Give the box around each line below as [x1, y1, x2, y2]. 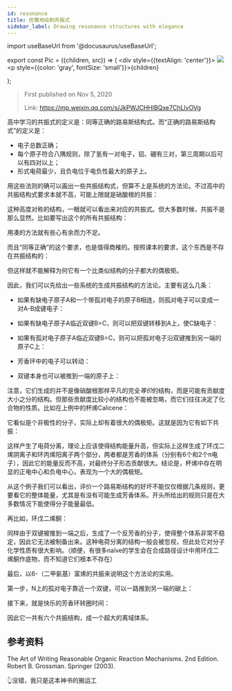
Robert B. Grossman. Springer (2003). [7, 662, 115, 670]
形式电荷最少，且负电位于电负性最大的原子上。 [17, 167, 151, 176]
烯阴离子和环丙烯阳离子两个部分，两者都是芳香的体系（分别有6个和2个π [7, 451, 212, 459]
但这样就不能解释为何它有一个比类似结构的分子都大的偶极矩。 [7, 267, 183, 275]
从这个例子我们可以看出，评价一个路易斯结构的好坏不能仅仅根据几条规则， [7, 482, 219, 491]
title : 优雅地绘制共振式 [7, 17, 70, 23]
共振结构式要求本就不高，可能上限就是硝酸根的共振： [7, 191, 159, 199]
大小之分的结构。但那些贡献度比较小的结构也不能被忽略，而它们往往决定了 [7, 395, 219, 404]
